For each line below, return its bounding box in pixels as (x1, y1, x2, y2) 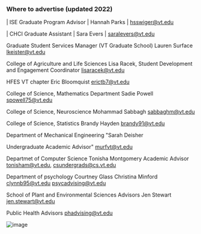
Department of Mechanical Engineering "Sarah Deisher (6, 132, 143, 139)
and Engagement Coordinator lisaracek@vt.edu (6, 67, 125, 74)
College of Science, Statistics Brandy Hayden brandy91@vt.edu (6, 120, 165, 127)
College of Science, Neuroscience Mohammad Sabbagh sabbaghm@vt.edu (6, 108, 196, 115)
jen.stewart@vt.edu (6, 198, 56, 205)
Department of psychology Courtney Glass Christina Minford (6, 173, 158, 180)
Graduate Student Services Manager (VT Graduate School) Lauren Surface (6, 42, 193, 50)
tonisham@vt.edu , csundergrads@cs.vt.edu (6, 161, 116, 169)
